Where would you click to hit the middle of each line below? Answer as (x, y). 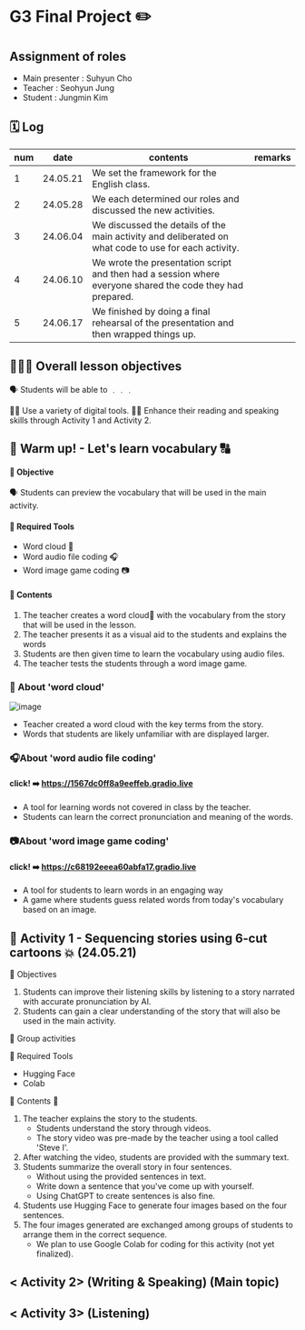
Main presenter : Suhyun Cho (77, 78)
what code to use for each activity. (166, 247)
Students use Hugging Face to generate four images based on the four (155, 1205)
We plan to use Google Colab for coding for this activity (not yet (155, 1244)
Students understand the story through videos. (123, 1128)
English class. (121, 184)
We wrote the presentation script (162, 262)
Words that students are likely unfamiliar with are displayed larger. (146, 734)
